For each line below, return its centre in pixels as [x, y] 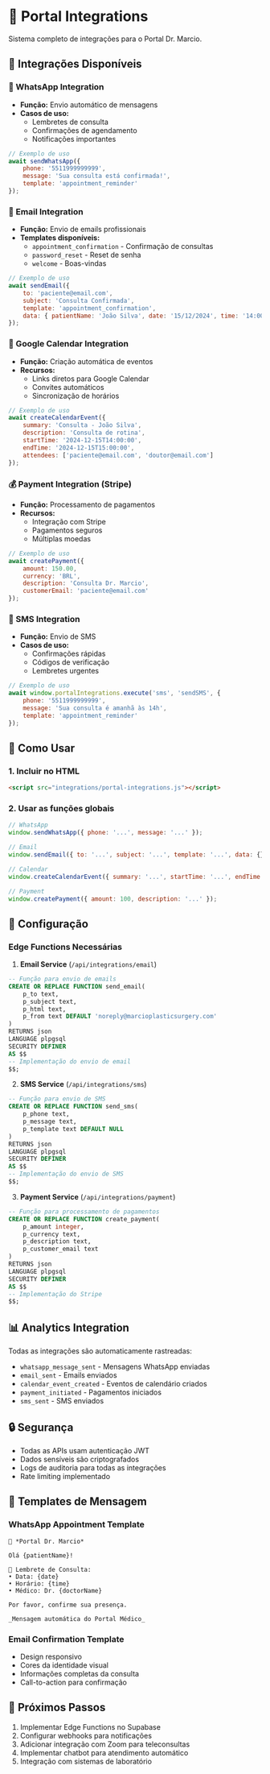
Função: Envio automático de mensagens [89, 105]
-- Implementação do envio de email [70, 1061]
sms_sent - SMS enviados [62, 1401]
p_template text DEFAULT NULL [74, 1129]
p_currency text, [52, 1234]
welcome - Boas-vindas [69, 263]
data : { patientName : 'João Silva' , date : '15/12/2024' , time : [131, 316]
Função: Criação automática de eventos [86, 361]
